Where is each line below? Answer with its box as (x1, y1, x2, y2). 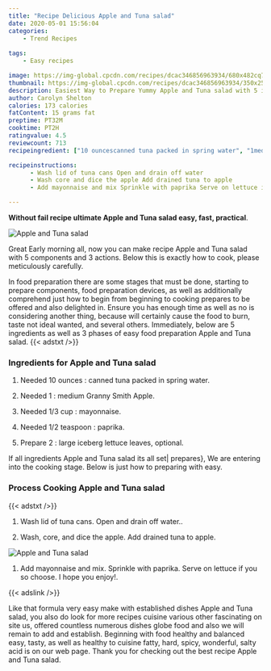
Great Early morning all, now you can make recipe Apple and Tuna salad (8, 244, 248, 254)
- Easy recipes (23, 57, 74, 65)
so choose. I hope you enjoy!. (19, 572, 119, 581)
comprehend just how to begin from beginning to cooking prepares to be (8, 294, 250, 304)
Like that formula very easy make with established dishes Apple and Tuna (8, 603, 253, 613)
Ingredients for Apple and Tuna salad (8, 357, 156, 368)
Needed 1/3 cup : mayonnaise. (19, 407, 122, 417)
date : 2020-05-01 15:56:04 (8, 19, 99, 27)
